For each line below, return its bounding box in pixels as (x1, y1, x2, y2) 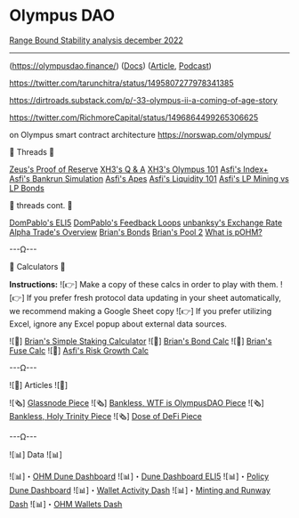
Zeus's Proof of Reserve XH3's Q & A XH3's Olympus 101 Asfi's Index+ (9, 164, 269, 174)
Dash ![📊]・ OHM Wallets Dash (9, 498, 123, 509)
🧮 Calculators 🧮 (9, 261, 66, 271)
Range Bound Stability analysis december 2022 (9, 35, 184, 45)
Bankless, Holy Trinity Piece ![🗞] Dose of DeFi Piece (9, 410, 202, 421)
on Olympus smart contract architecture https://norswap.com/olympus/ (9, 129, 271, 140)
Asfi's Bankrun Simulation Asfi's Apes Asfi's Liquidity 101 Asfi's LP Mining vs (9, 173, 289, 183)
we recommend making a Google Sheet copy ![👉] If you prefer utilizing (9, 305, 272, 316)
